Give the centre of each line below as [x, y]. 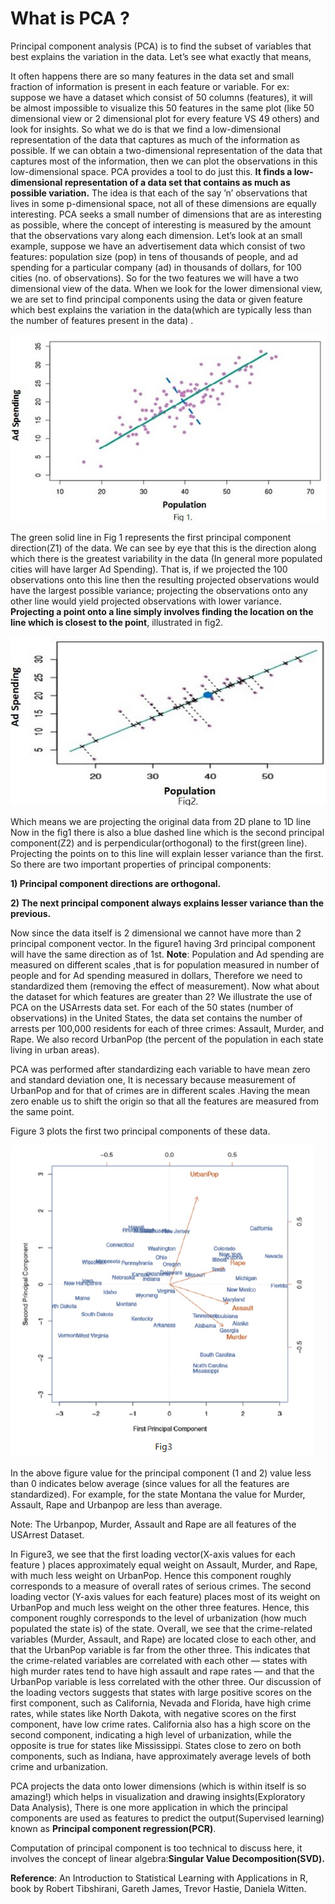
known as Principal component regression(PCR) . [113, 1829]
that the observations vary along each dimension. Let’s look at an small [156, 235]
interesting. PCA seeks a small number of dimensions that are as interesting [166, 214]
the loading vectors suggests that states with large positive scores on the [161, 1693]
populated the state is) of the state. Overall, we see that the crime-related [161, 1629]
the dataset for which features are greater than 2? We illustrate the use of [161, 997]
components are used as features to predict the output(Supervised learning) [167, 1818]
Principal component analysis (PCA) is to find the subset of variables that [161, 46]
